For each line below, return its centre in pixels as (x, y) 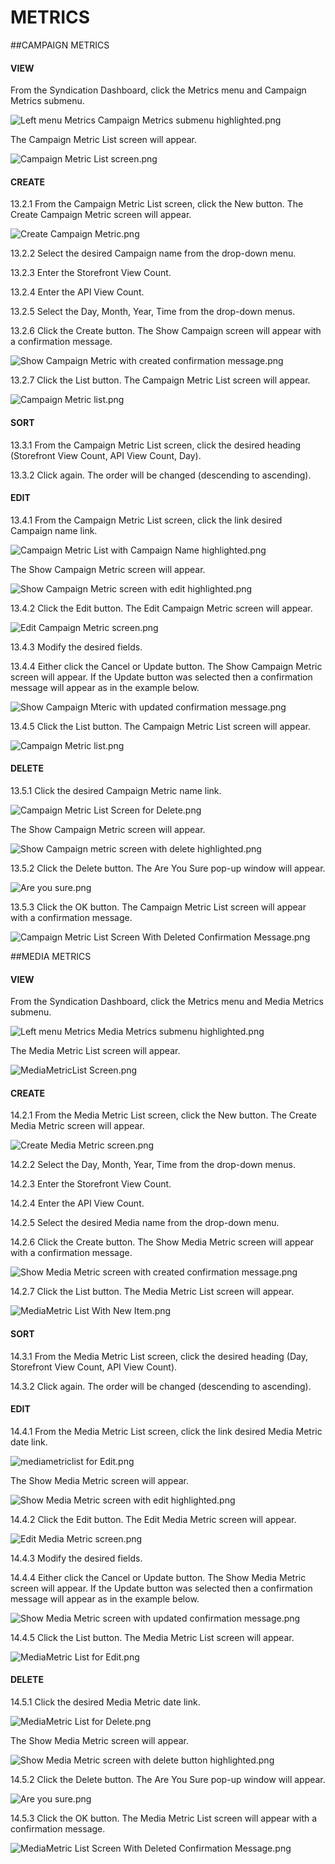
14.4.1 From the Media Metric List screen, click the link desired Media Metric (166, 1431)
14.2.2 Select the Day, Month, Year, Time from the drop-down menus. (153, 1165)
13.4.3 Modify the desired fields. (76, 647)
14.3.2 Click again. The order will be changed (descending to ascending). (161, 1386)
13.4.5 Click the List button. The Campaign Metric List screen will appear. (160, 726)
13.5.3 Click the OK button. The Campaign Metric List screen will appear (158, 907)
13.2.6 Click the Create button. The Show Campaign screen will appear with (166, 331)
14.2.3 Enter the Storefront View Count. (91, 1184)
